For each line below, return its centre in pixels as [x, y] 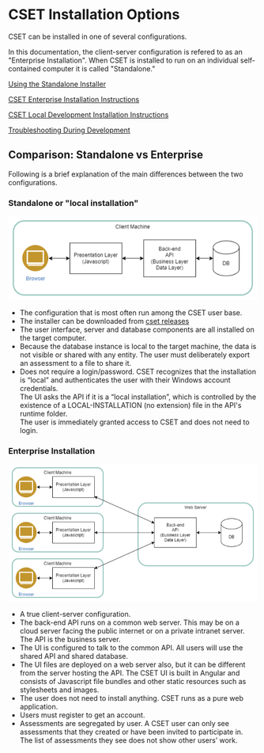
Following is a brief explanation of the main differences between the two [126, 174]
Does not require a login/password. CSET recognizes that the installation [138, 371]
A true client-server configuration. [75, 614]
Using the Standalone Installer [57, 84]
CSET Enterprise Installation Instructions [74, 99]
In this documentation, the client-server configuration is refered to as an [125, 51]
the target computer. [53, 337]
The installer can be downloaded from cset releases [104, 321]
